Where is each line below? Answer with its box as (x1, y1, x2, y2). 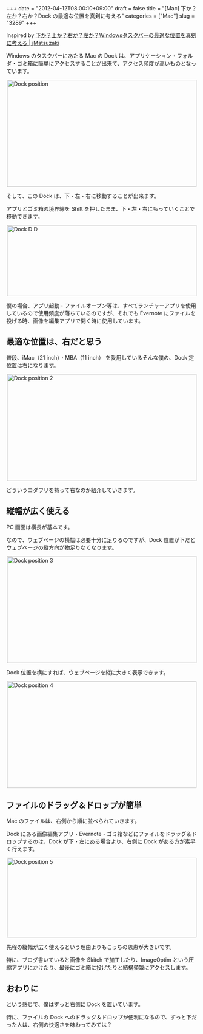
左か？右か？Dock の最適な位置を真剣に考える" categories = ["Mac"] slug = (6, 12, 195, 19)
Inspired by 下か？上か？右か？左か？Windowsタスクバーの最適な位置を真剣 (6, 32, 197, 39)
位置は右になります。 (6, 361, 59, 369)
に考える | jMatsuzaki (6, 39, 59, 46)
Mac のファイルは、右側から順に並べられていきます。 (6, 817, 141, 824)
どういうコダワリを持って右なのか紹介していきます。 (6, 486, 138, 493)
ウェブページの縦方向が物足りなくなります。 (6, 544, 118, 551)
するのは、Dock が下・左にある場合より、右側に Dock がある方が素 (22, 838, 191, 845)
